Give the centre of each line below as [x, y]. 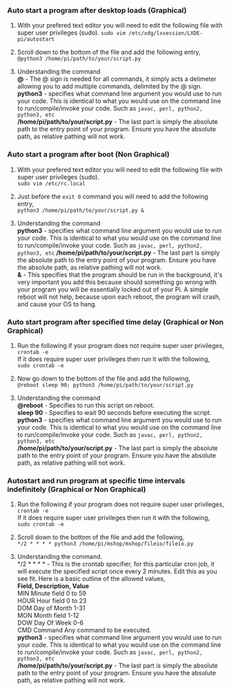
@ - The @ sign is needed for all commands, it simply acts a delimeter [117, 79]
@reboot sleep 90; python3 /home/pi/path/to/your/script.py [105, 385]
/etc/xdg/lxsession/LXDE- [166, 33]
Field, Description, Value [53, 586]
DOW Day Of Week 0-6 [50, 623]
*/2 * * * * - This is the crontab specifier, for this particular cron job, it [116, 564]
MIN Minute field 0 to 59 [51, 593]
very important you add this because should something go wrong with [117, 282]
